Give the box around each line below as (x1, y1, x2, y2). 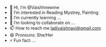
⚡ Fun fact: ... (9, 37, 36, 43)
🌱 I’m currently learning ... (9, 15, 61, 20)
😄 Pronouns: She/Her (9, 32, 53, 38)
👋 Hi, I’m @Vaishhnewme (9, 5, 59, 10)
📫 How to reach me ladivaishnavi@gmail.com (9, 25, 101, 31)
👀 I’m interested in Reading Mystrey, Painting (9, 10, 99, 15)
